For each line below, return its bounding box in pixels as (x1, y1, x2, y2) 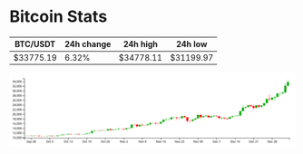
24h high (122, 39, 159, 50)
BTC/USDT (15, 39, 56, 50)
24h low (175, 39, 208, 50)
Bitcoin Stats (9, 6, 108, 27)
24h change (64, 39, 112, 50)
